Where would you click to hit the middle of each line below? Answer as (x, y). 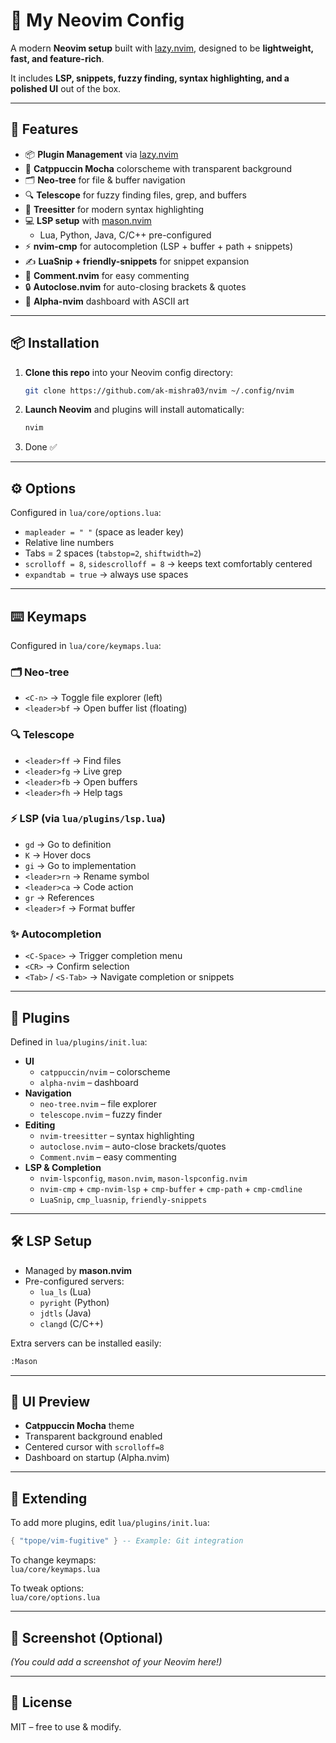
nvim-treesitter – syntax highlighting (117, 1135)
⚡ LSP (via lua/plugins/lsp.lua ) (88, 819)
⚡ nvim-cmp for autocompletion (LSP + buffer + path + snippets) (159, 246)
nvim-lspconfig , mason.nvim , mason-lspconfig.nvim (143, 1178)
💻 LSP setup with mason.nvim (88, 220)
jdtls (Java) (65, 1313)
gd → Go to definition (68, 844)
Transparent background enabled (93, 1436)
